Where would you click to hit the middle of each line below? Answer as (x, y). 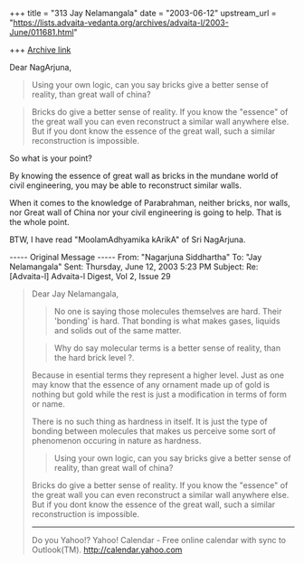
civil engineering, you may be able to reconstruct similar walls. (126, 185)
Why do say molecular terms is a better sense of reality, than (167, 348)
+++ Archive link (40, 50)
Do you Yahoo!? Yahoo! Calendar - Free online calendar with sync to (159, 540)
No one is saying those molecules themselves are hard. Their (168, 311)
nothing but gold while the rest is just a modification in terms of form (159, 394)
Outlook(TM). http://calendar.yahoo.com (107, 550)
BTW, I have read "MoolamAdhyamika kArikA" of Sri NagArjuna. (128, 240)
